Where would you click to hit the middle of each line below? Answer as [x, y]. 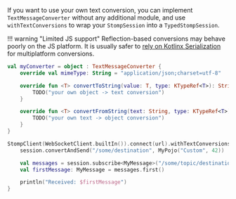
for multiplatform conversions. [51, 53]
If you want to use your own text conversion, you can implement [100, 10]
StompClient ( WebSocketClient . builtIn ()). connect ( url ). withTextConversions [119, 143]
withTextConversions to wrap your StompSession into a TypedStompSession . [113, 25]
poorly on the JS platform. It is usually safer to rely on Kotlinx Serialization [114, 46]
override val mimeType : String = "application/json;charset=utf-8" [120, 73]
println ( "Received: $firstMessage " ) [74, 182]
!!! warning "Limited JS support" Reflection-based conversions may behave [117, 39]
